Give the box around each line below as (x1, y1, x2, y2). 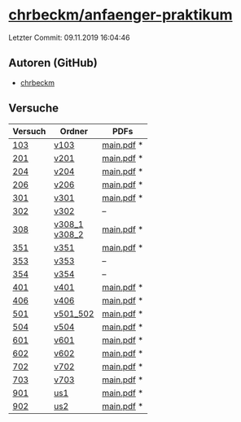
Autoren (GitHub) (8, 56, 98, 70)
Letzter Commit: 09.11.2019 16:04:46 (8, 33, 130, 42)
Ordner (59, 125, 88, 137)
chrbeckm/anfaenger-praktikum (8, 6, 233, 24)
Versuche (8, 102, 59, 115)
